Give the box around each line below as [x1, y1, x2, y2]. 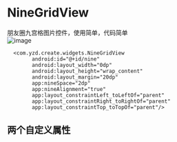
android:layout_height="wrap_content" [32, 68, 143, 74]
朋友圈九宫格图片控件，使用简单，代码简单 [7, 28, 128, 37]
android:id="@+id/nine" [32, 55, 100, 63]
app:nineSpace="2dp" [32, 79, 91, 87]
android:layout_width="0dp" [32, 61, 112, 68]
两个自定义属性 [7, 124, 71, 136]
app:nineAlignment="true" [32, 85, 107, 92]
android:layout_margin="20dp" [32, 74, 118, 81]
